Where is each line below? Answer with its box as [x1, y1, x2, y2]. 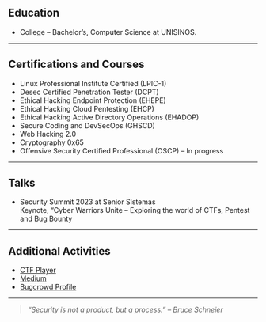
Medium [19, 274, 47, 283]
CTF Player [19, 265, 57, 275]
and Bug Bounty [19, 214, 73, 224]
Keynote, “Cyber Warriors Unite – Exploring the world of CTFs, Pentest [19, 206, 250, 215]
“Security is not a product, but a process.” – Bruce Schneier [27, 305, 223, 315]
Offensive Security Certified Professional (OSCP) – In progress [19, 146, 224, 155]
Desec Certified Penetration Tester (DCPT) [19, 87, 160, 97]
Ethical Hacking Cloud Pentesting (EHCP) [19, 104, 154, 113]
